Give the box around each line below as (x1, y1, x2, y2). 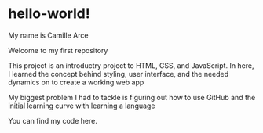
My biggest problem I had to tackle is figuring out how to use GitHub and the (8, 92, 256, 102)
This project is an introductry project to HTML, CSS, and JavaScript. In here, (8, 60, 254, 70)
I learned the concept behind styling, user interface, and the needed (8, 69, 229, 78)
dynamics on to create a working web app (8, 77, 144, 87)
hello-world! (8, 5, 90, 23)
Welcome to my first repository (8, 45, 108, 55)
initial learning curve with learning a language (8, 101, 155, 110)
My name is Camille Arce (8, 31, 89, 40)
